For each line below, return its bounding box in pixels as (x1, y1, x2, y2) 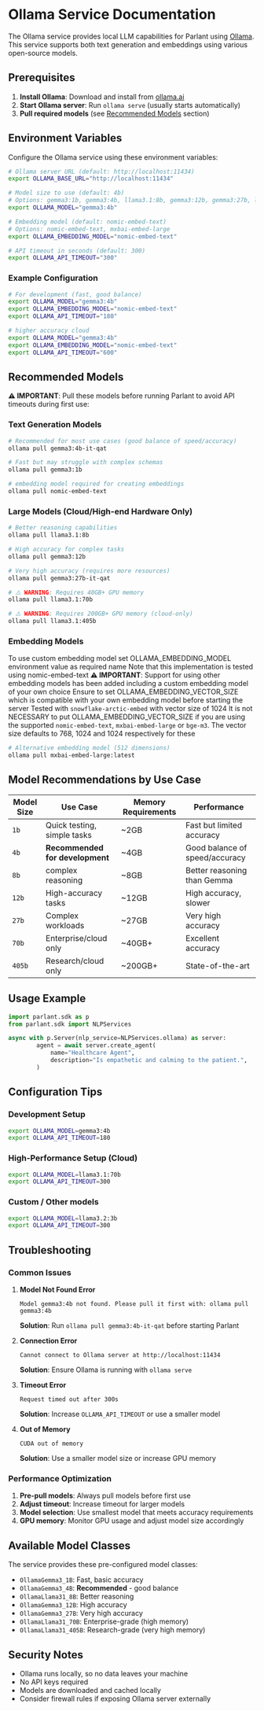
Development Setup (8, 1109, 86, 1120)
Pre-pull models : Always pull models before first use (19, 1491, 191, 1500)
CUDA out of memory (19, 1440, 84, 1448)
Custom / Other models (8, 1197, 100, 1208)
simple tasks (46, 829, 92, 840)
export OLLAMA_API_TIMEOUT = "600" (8, 348, 118, 356)
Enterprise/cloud (46, 932, 108, 943)
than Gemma (185, 875, 233, 886)
